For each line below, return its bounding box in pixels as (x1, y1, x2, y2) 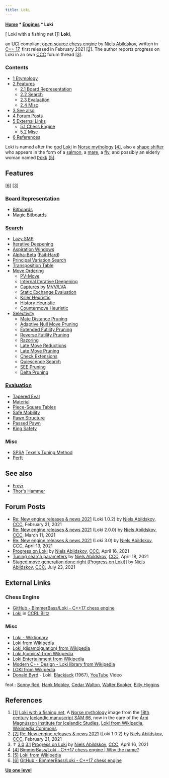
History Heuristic (20, 300, 55, 306)
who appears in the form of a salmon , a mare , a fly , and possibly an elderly (5, 149, 160, 155)
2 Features (12, 80, 35, 87)
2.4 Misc (20, 102, 39, 108)
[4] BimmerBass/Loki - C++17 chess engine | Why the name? (12, 747, 139, 753)
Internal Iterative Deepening (20, 279, 78, 285)
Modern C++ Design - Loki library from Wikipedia (12, 661, 115, 667)
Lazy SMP (12, 236, 34, 242)
